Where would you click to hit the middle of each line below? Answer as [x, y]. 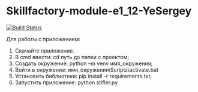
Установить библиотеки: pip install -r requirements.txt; [83, 76]
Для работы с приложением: [43, 39]
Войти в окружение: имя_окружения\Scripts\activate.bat [87, 69]
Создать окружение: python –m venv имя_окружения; [84, 63]
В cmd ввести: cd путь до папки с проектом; [72, 57]
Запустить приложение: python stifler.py [66, 82]
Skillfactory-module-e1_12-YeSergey [99, 11]
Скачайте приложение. [45, 50]
